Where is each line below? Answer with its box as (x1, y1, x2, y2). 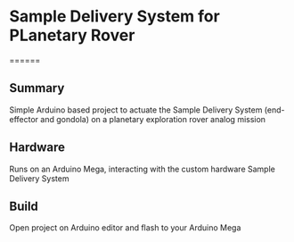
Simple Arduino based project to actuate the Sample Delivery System (9, 104, 263, 115)
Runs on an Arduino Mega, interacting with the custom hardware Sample (9, 163, 276, 174)
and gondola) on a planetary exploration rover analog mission (39, 113, 265, 124)
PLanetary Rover (9, 25, 135, 46)
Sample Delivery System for (9, 6, 220, 27)
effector (9, 113, 38, 124)
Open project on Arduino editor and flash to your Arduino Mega (9, 222, 241, 233)
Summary (9, 80, 65, 96)
